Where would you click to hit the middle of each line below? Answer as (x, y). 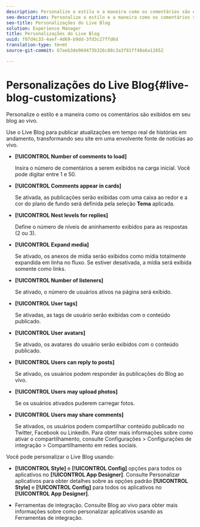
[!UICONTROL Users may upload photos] (66, 391)
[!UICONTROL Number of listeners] (59, 280)
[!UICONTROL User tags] (46, 303)
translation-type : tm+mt (37, 45)
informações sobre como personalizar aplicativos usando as (89, 511)
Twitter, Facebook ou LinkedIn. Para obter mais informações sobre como (104, 432)
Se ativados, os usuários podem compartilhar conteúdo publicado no (99, 426)
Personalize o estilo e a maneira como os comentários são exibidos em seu (98, 114)
